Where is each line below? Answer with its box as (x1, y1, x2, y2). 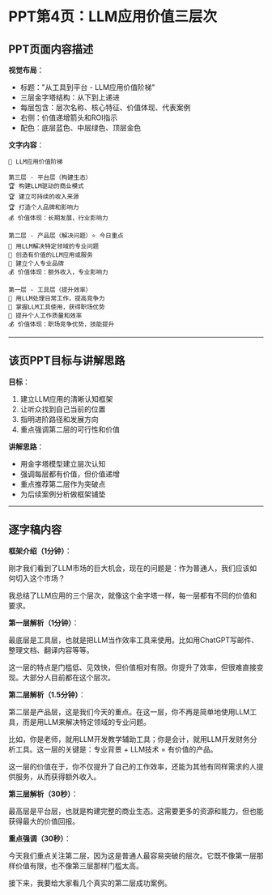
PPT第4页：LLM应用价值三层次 (8, 7, 217, 26)
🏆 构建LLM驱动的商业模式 (8, 182, 84, 190)
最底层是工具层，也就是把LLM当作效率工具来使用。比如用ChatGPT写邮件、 (8, 635, 259, 645)
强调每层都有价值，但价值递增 (19, 469, 120, 479)
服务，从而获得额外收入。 (15, 771, 101, 782)
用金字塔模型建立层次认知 (19, 458, 106, 468)
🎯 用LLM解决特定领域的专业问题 (8, 242, 100, 250)
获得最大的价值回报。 (8, 816, 79, 826)
